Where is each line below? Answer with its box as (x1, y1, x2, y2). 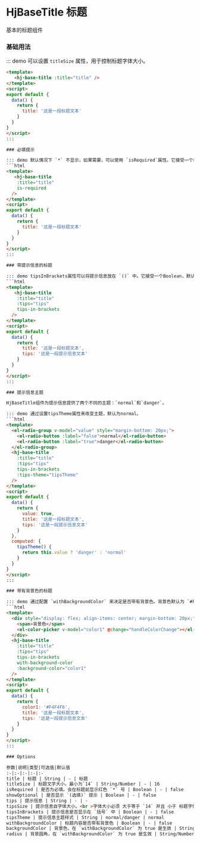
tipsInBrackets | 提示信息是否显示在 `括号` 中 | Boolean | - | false (6, 809, 174, 815)
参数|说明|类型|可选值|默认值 (6, 764, 70, 770)
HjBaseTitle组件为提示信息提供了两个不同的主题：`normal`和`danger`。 (6, 400, 167, 406)
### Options (6, 754, 36, 759)
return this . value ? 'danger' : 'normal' (21, 549, 127, 555)
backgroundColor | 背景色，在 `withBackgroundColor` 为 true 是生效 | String (6, 826, 195, 832)
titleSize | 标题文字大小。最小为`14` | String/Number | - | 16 (6, 781, 160, 788)
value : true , (21, 511, 55, 517)
